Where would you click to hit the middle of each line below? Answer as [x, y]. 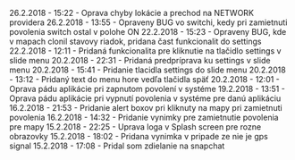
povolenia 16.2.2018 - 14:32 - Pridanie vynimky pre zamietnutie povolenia [144, 117]
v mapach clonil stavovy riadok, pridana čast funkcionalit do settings [135, 41]
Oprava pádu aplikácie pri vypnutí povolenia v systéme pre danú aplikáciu [145, 98]
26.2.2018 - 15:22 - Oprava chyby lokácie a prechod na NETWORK [132, 13]
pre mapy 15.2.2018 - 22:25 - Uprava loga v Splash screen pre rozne [135, 127]
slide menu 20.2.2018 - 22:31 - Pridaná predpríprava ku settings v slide [140, 60]
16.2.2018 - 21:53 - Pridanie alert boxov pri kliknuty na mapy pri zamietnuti [146, 108]
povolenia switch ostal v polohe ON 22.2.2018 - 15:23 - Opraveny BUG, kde [148, 32]
